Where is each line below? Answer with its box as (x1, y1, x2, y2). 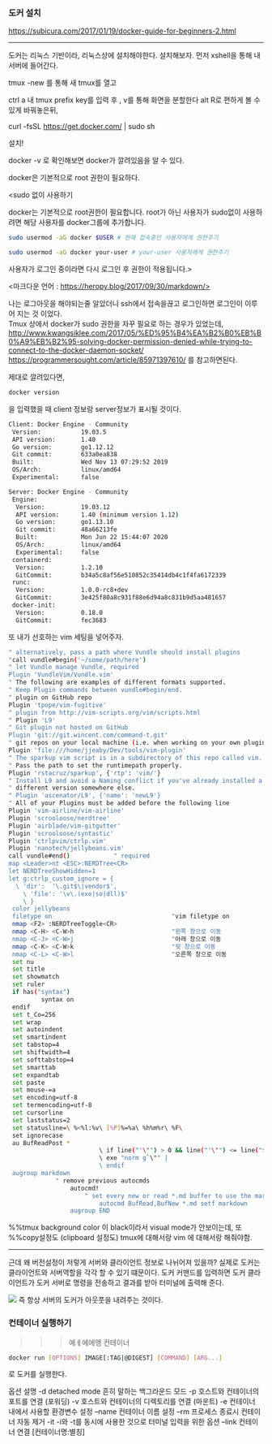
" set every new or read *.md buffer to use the (84, 1191, 252, 1200)
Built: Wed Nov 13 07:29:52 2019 (11, 458, 168, 466)
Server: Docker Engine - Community (8, 487, 129, 496)
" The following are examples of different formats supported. (8, 678, 227, 687)
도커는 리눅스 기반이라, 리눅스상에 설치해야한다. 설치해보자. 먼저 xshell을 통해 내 (8, 50, 261, 60)
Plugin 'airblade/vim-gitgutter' (8, 822, 121, 830)
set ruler (11, 980, 45, 988)
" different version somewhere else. (8, 784, 136, 793)
